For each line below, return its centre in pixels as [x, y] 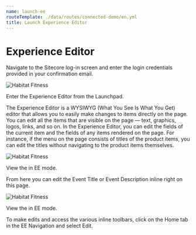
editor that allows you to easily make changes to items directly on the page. [97, 114]
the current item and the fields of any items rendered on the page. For [90, 133]
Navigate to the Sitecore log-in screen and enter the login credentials [89, 67]
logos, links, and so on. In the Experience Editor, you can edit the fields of [94, 127]
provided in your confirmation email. [50, 74]
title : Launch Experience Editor [47, 22]
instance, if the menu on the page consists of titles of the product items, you [98, 139]
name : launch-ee [26, 11]
